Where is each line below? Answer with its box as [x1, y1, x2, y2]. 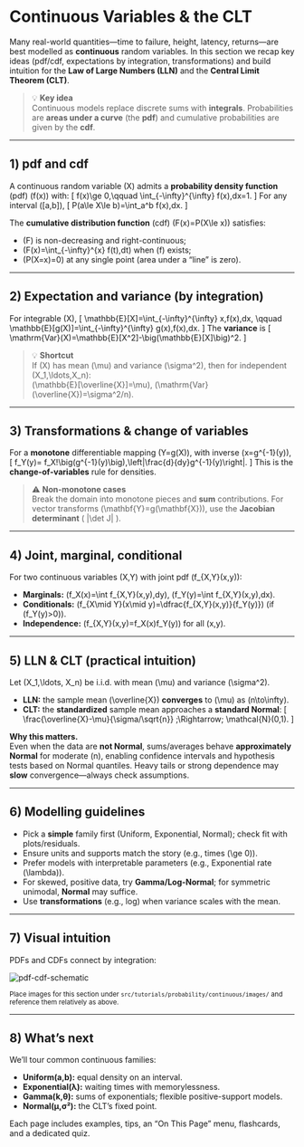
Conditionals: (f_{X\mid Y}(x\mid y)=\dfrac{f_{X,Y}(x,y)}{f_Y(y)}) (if [22, 599, 274, 610]
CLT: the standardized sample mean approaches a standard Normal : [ [22, 704, 288, 714]
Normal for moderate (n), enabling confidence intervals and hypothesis [9, 750, 276, 761]
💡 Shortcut [31, 349, 74, 360]
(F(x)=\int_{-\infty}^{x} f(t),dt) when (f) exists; [22, 244, 192, 255]
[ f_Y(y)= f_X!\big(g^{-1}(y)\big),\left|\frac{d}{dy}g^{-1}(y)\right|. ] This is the [9, 457, 294, 468]
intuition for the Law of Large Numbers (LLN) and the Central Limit [9, 65, 260, 76]
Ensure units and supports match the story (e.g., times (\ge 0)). [22, 847, 258, 858]
